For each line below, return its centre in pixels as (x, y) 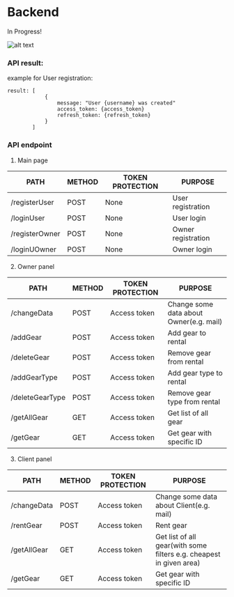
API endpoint (30, 145)
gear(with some (181, 545)
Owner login (192, 249)
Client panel (34, 459)
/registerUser (32, 202)
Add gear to (187, 333)
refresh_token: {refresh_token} (104, 116)
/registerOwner (36, 233)
